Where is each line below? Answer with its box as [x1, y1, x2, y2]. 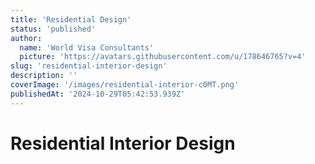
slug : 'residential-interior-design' [10, 61, 168, 71]
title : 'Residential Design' [10, 14, 132, 25]
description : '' [10, 71, 78, 81]
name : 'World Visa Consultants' [19, 42, 155, 53]
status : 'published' [10, 24, 97, 34]
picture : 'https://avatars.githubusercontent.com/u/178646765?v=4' [19, 52, 307, 62]
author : [10, 33, 43, 43]
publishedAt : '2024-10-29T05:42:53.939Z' [10, 89, 186, 99]
